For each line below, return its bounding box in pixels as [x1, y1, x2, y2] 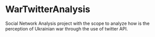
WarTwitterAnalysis [5, 4, 90, 15]
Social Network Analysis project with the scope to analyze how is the [5, 20, 150, 26]
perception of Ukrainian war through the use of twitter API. [5, 25, 128, 31]
